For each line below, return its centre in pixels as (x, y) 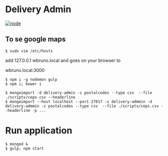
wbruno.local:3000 (25, 70)
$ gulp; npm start (24, 148)
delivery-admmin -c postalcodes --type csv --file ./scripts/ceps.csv (82, 106)
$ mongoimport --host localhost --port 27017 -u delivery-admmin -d (79, 102)
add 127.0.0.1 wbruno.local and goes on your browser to (63, 60)
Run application (39, 130)
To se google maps (36, 39)
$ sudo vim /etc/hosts (29, 51)
